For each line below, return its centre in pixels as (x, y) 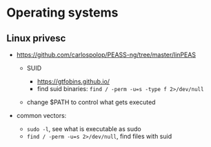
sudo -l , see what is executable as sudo (84, 129)
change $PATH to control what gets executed (91, 102)
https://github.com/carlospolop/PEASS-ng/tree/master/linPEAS (106, 55)
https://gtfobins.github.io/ (73, 81)
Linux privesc (36, 38)
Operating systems (62, 13)
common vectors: (41, 116)
